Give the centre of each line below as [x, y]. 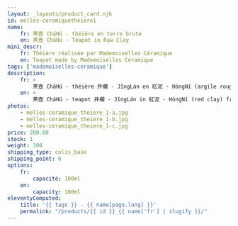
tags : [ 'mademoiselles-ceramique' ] [60, 67]
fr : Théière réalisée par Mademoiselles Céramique [96, 54]
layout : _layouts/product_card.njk [60, 14]
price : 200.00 [28, 132]
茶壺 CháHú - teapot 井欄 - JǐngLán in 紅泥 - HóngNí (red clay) [128, 100]
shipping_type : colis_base [47, 152]
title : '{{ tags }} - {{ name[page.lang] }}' [89, 205]
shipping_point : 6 [34, 159]
